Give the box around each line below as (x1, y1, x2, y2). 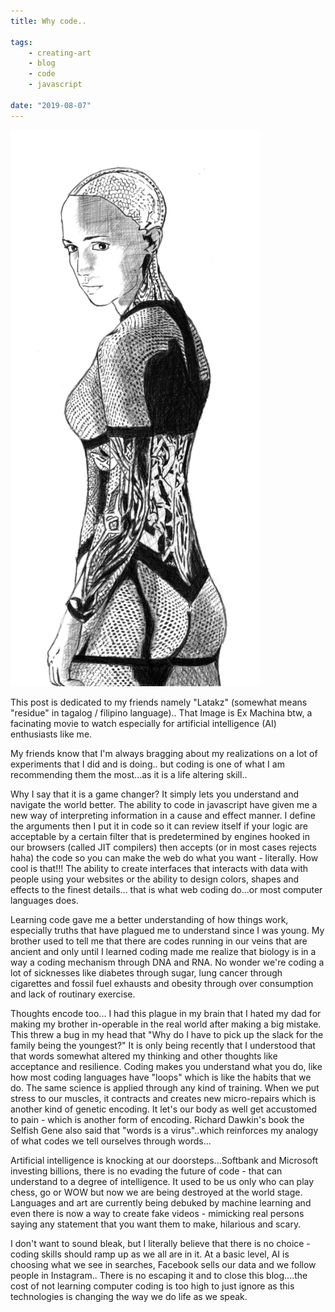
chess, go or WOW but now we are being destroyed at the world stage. (10, 1186, 303, 1199)
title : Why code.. (10, 16, 87, 26)
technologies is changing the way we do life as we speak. (10, 1291, 248, 1303)
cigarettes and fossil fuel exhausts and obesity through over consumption (10, 978, 314, 990)
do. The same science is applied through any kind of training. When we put (10, 1082, 320, 1094)
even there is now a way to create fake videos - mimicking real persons (10, 1208, 305, 1220)
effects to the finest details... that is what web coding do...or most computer (10, 884, 323, 896)
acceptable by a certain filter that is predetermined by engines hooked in (10, 831, 311, 843)
